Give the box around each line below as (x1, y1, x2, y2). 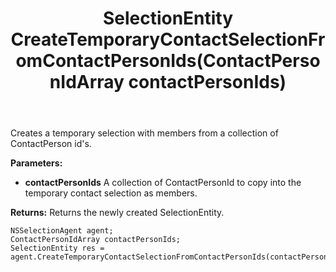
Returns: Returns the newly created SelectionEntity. (10, 207, 225, 219)
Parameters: (10, 157, 63, 169)
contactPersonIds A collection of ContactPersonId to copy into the (24, 177, 302, 189)
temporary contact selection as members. (24, 187, 198, 199)
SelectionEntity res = (10, 243, 105, 254)
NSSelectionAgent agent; (10, 226, 114, 236)
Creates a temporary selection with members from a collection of (10, 127, 279, 139)
